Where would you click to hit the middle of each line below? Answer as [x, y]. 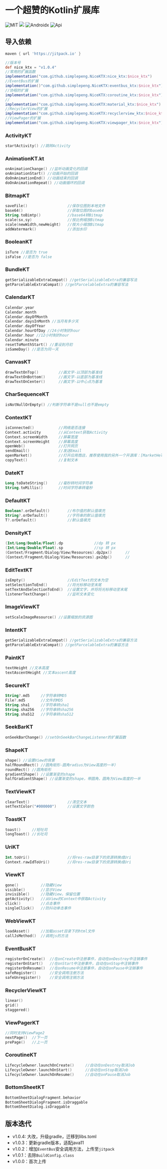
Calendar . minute [22, 340]
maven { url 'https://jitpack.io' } [43, 54]
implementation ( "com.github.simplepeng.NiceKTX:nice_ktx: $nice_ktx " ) [79, 77]
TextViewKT [20, 792]
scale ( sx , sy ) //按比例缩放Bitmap [55, 220]
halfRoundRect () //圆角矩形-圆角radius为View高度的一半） [62, 765]
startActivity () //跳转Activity [38, 146]
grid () [12, 1005]
